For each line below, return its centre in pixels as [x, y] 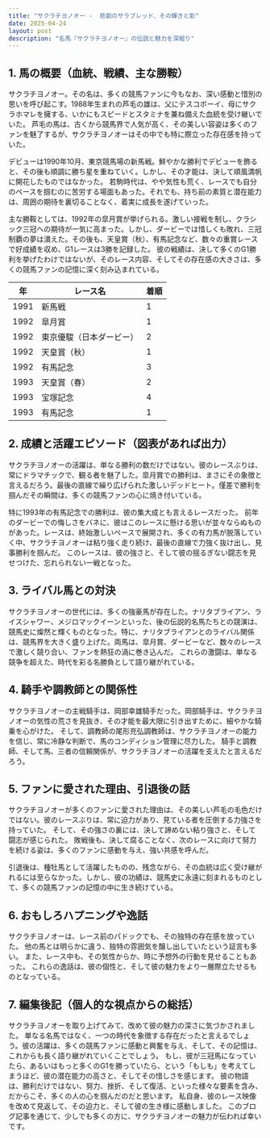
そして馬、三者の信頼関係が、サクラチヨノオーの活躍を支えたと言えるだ [142, 751]
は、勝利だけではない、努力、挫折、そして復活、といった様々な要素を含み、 [135, 1086]
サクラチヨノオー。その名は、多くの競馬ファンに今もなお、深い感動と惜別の [135, 94]
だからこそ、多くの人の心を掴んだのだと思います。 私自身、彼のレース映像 [132, 1096]
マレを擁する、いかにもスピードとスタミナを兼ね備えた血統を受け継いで [142, 115]
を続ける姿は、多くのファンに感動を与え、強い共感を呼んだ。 [111, 850]
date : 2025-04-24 [37, 23]
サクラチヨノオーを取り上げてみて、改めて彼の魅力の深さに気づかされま [128, 1025]
